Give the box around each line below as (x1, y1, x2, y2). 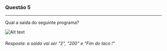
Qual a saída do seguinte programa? (5, 20, 80, 25)
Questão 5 (5, 4, 31, 11)
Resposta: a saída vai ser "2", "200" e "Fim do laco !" (5, 40, 115, 46)
